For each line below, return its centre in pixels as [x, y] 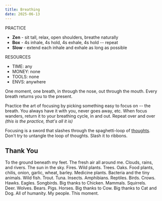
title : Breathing [23, 9]
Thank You [22, 151]
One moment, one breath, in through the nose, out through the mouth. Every [81, 91]
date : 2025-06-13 [23, 14]
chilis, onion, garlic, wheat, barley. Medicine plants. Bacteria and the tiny [77, 173]
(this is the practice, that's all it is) [39, 121]
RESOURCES [18, 57]
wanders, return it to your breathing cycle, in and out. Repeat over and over [80, 116]
